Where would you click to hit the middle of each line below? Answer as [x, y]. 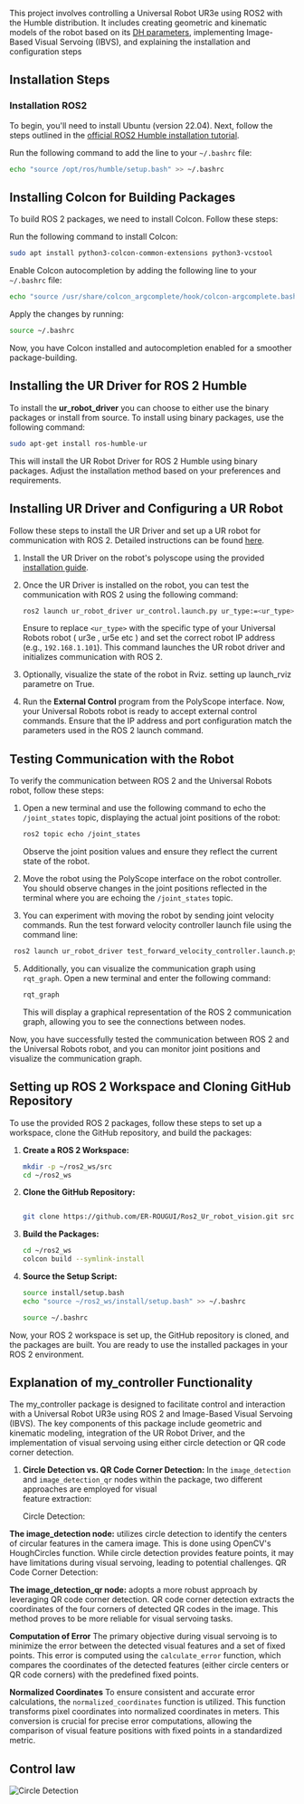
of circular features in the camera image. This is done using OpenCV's [140, 1543]
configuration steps [46, 52]
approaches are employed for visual [90, 1489]
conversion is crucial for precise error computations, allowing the [131, 1721]
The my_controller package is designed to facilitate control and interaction [147, 1404]
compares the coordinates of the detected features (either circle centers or [149, 1666]
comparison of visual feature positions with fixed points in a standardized [146, 1731]
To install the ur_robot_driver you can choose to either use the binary [139, 407]
